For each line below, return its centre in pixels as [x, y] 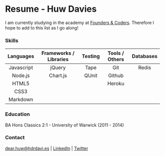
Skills [12, 40]
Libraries [58, 59]
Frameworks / [58, 53]
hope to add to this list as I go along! [42, 27]
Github [116, 76]
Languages [21, 56]
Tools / [116, 53]
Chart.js [58, 76]
